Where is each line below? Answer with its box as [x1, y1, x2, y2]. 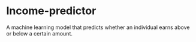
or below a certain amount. [6, 30, 73, 37]
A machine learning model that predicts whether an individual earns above [6, 24, 190, 31]
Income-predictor [6, 4, 97, 18]
